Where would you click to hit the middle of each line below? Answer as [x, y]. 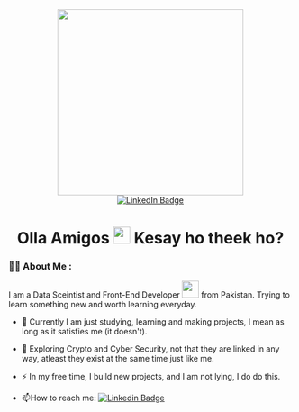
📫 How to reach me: [59, 398]
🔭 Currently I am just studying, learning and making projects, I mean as [153, 322]
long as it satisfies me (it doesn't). [84, 332]
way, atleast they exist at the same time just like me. [118, 359]
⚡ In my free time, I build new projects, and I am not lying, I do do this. [151, 377]
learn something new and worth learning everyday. [103, 305]
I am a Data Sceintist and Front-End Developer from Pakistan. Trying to [149, 295]
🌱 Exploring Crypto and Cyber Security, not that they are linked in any [150, 349]
